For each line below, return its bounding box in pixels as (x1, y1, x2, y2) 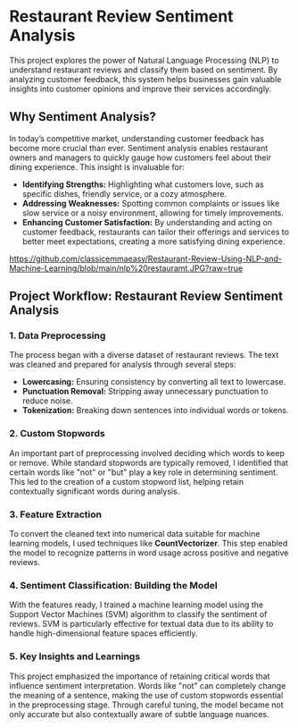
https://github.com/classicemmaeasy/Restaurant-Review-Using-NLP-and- (9, 253, 283, 264)
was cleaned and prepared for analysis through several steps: (9, 360, 236, 370)
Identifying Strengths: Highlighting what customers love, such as (21, 179, 265, 190)
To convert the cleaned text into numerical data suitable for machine (9, 529, 261, 539)
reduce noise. (21, 395, 73, 406)
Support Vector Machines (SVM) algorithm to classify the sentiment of (9, 609, 268, 620)
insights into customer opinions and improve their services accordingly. (9, 83, 272, 94)
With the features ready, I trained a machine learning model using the (9, 599, 264, 610)
